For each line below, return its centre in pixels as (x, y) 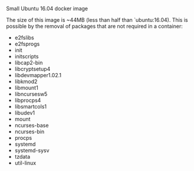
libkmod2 (26, 81)
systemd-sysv (32, 150)
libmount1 (26, 88)
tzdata (22, 157)
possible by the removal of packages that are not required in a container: (94, 26)
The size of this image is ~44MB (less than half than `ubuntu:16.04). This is (97, 20)
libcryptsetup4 (32, 69)
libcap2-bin (29, 63)
